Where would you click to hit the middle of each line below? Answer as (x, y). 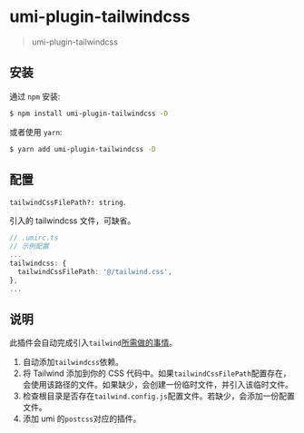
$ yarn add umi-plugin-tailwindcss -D (83, 149)
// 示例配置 (29, 247)
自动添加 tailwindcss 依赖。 (73, 362)
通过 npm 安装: (35, 96)
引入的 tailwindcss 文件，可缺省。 (73, 221)
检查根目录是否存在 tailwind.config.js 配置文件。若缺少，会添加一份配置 (158, 396)
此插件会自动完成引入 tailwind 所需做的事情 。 (93, 343)
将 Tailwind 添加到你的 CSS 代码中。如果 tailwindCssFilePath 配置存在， (157, 373)
